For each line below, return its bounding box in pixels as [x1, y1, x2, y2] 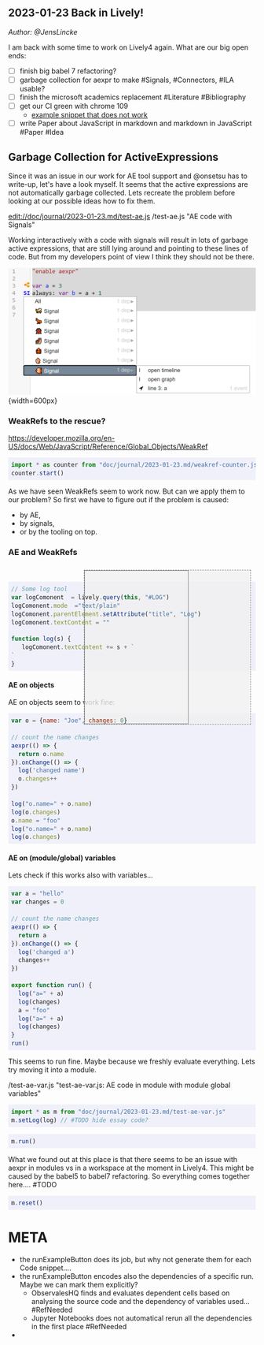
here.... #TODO [8, 1179, 57, 1189]
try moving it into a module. [8, 1065, 97, 1075]
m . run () [11, 1137, 37, 1146]
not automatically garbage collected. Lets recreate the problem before [8, 188, 236, 197]
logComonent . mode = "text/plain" [11, 602, 120, 609]
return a [18, 931, 47, 939]
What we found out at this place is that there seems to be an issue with [8, 1154, 238, 1164]
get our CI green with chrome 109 [19, 102, 128, 110]
